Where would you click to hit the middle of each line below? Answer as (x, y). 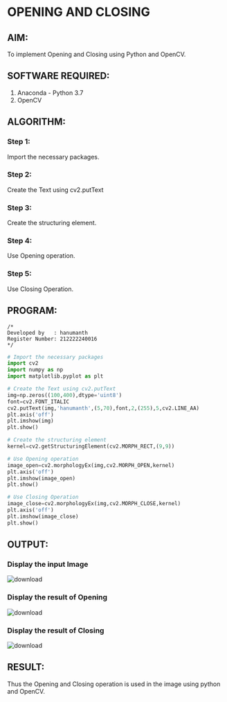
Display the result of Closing (56, 630)
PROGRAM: (32, 311)
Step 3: (20, 207)
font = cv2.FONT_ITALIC (38, 402)
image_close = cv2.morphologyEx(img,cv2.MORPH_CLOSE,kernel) (94, 504)
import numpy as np (35, 370)
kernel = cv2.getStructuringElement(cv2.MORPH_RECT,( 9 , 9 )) (91, 446)
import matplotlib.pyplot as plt (55, 376)
